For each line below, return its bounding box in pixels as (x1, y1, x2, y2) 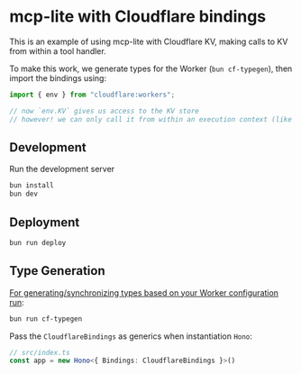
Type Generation (9, 263, 105, 278)
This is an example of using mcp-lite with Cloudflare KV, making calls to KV (9, 36, 288, 47)
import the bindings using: (9, 72, 106, 83)
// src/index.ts (9, 348, 70, 357)
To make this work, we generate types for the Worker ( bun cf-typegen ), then (9, 63, 293, 74)
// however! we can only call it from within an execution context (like (9, 114, 293, 123)
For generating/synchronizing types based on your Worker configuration (9, 287, 279, 298)
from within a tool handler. (9, 45, 106, 56)
